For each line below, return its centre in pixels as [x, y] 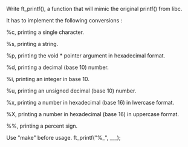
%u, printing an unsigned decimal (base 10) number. [71, 91]
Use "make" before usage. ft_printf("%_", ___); [63, 138]
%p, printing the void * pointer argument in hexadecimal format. [86, 56]
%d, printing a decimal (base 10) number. [57, 67]
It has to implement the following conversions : [64, 20]
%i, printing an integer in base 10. [48, 79]
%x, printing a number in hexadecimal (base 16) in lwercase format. [90, 103]
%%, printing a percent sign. [42, 126]
